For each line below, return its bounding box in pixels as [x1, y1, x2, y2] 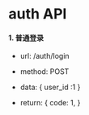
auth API [8, 5, 67, 23]
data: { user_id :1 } [19, 82, 81, 92]
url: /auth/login [19, 51, 70, 61]
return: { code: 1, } [19, 98, 81, 108]
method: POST [19, 67, 70, 76]
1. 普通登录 [8, 33, 44, 43]
